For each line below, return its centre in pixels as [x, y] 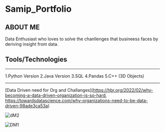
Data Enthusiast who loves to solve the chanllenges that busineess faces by [82, 39]
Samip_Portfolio [39, 9]
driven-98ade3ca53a [27, 106]
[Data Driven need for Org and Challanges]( [49, 90]
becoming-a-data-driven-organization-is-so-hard [55, 95]
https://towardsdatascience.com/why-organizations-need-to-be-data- [77, 100]
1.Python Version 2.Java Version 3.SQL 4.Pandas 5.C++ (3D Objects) [75, 76]
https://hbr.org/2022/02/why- [123, 90]
